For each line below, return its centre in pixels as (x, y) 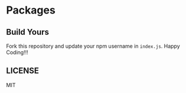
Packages (31, 10)
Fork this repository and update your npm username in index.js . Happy (93, 46)
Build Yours (27, 32)
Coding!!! (17, 52)
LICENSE (23, 71)
